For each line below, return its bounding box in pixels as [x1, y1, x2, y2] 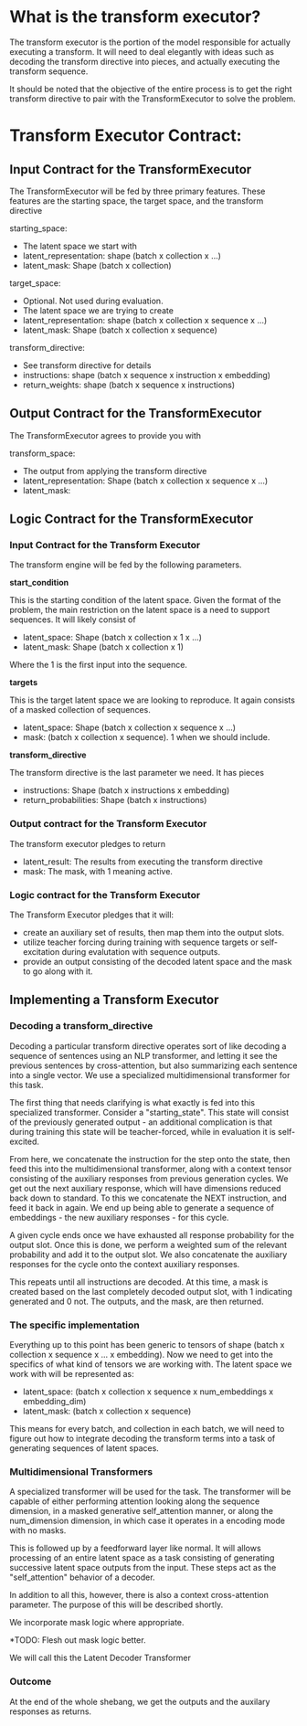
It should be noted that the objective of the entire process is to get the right [9, 83, 292, 94]
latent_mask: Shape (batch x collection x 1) [22, 641, 185, 652]
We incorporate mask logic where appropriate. [9, 1617, 185, 1628]
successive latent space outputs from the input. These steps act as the [9, 1562, 277, 1573]
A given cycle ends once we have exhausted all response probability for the [9, 1229, 295, 1240]
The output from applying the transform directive [22, 465, 207, 476]
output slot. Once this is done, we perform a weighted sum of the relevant [9, 1239, 288, 1250]
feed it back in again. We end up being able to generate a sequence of [9, 1202, 274, 1212]
